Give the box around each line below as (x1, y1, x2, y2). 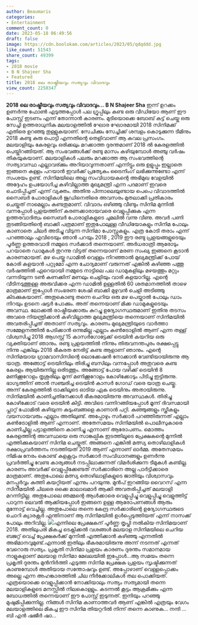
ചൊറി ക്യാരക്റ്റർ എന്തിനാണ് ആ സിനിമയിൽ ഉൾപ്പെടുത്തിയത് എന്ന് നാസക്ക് (6, 511, 192, 518)
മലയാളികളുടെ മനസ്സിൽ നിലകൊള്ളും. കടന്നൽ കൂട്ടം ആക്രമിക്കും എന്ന (6, 585, 173, 592)
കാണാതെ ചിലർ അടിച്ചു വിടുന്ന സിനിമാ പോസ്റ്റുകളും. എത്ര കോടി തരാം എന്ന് (6, 227, 189, 234)
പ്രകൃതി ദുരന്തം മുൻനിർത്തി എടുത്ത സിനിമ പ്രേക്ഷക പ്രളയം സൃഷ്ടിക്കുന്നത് (6, 558, 177, 566)
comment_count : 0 (6, 25, 49, 31)
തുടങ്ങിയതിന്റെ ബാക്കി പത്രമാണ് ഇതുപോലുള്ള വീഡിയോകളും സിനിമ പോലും (6, 220, 189, 227)
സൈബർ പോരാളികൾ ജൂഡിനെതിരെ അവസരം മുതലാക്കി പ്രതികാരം (6, 194, 173, 201)
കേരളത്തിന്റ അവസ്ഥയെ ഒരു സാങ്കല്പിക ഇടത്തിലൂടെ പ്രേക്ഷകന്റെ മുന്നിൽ (6, 432, 183, 439)
